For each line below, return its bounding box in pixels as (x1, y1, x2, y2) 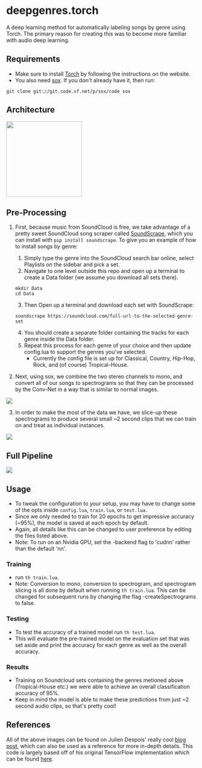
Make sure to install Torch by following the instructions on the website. (14, 70, 191, 77)
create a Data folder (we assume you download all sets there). (24, 274, 178, 281)
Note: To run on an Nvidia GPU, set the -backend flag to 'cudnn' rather (14, 539, 191, 545)
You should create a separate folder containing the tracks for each (24, 329, 189, 336)
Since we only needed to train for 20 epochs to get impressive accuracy (14, 513, 195, 520)
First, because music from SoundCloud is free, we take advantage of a (14, 223, 191, 231)
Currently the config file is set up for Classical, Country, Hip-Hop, (33, 355, 196, 362)
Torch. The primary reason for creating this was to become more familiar (6, 30, 187, 37)
